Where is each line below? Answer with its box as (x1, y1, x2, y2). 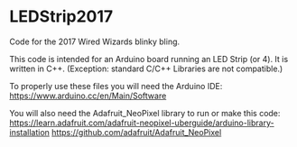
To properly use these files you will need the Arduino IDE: (9, 80, 223, 91)
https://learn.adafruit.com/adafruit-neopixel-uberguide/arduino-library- (9, 117, 274, 128)
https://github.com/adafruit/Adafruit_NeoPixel (51, 126, 222, 137)
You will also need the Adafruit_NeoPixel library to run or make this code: (9, 107, 281, 118)
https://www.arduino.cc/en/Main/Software (9, 90, 167, 101)
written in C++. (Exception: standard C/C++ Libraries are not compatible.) (9, 63, 283, 74)
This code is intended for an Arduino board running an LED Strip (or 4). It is (9, 53, 289, 64)
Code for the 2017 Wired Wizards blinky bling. (9, 36, 181, 47)
